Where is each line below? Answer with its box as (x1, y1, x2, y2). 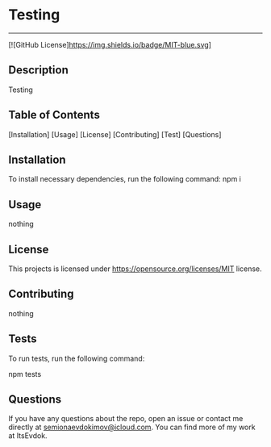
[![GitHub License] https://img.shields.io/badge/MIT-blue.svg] (8, 40, 212, 49)
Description (8, 63, 69, 77)
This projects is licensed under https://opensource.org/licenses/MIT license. (8, 264, 262, 274)
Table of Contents (8, 108, 101, 122)
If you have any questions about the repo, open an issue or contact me (8, 414, 244, 424)
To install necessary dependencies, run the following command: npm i (8, 174, 242, 184)
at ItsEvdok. (8, 431, 48, 441)
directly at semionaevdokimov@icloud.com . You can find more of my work (8, 422, 256, 432)
